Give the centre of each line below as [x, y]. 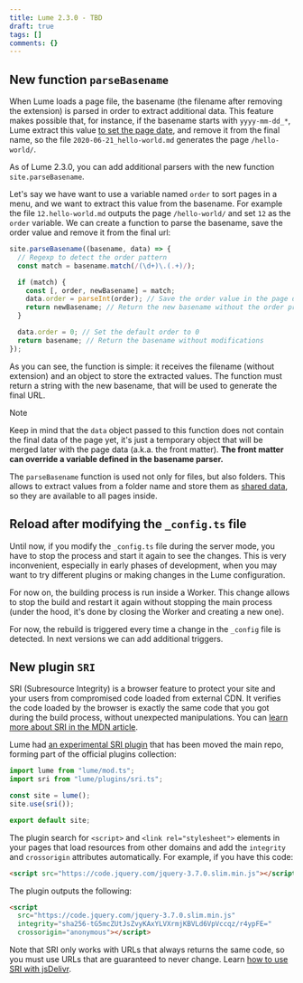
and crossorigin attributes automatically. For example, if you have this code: [151, 856]
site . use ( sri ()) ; [42, 804]
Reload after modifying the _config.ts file [128, 524]
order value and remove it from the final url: [90, 232]
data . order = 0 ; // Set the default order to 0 [109, 332]
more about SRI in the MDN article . [73, 727]
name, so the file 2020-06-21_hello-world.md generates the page [129, 140]
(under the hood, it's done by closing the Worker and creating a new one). [147, 611]
